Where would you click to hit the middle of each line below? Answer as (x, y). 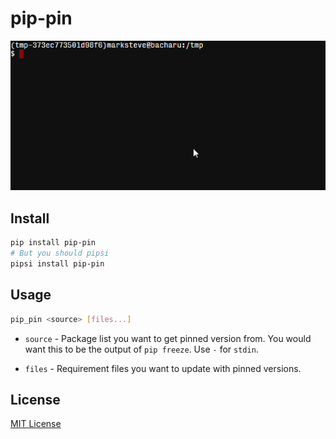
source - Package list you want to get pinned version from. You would (168, 338)
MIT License (36, 424)
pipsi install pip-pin (57, 264)
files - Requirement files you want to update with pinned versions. (163, 368)
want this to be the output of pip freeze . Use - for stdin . (141, 349)
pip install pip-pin (53, 243)
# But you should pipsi (60, 253)
